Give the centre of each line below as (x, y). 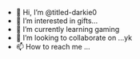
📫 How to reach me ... (53, 47)
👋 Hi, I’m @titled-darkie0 (56, 12)
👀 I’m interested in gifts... (57, 21)
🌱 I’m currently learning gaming (68, 29)
